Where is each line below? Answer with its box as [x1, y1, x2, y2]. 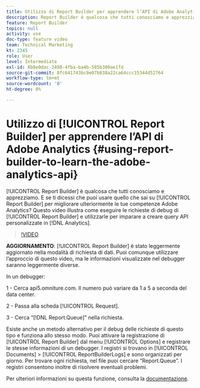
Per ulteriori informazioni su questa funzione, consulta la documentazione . [6, 375, 189, 382]
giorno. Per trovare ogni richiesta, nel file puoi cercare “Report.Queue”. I [6, 357, 183, 364]
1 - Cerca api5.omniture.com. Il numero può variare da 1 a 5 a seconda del [6, 284, 187, 291]
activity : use [6, 31, 42, 37]
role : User [6, 53, 33, 59]
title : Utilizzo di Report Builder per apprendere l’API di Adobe [6, 8, 174, 15]
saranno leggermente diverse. [6, 261, 80, 268]
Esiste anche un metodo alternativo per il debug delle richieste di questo [6, 325, 183, 333]
